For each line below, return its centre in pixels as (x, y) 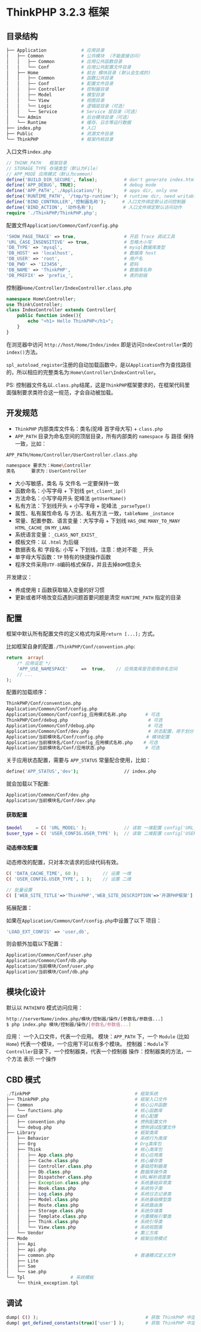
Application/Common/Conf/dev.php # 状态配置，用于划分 (100, 731)
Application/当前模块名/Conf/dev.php (51, 801)
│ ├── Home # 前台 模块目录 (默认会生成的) (79, 72)
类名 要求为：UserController (46, 471)
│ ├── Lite (22, 1261)
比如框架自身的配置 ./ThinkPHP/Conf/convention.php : (71, 646)
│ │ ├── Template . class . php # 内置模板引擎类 (89, 1216)
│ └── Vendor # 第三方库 (82, 1233)
